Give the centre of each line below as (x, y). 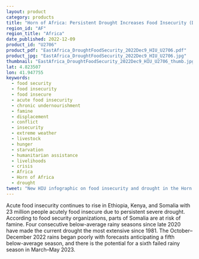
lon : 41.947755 (25, 72)
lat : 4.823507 (24, 67)
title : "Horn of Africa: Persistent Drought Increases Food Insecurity (96, 23)
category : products (30, 17)
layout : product (26, 12)
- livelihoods (29, 161)
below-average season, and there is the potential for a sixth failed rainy (93, 243)
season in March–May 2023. (41, 249)
